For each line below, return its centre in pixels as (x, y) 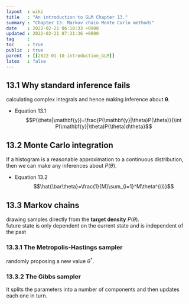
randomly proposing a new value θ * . (50, 260)
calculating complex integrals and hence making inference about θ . (88, 100)
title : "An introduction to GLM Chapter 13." (67, 17)
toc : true (25, 45)
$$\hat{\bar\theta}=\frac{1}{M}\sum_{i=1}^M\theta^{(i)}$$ (104, 187)
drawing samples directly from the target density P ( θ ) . (73, 219)
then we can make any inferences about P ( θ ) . (61, 166)
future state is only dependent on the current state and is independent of (95, 225)
